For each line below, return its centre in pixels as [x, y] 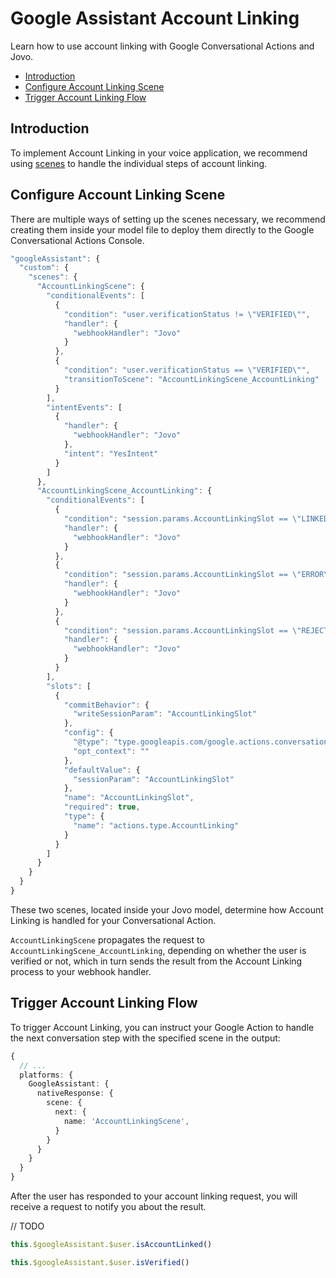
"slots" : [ [69, 686]
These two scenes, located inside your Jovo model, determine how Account [167, 909]
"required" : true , [102, 807]
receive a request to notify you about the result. [108, 1206]
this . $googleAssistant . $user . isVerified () [100, 1262]
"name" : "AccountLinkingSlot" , [129, 798]
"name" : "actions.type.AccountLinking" [156, 825]
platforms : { [46, 1075]
